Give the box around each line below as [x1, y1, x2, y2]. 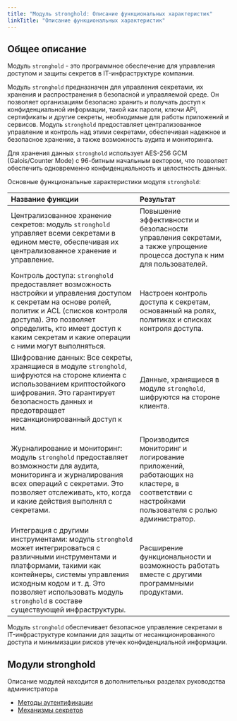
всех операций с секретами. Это [11, 479, 124, 489]
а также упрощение [140, 241, 208, 251]
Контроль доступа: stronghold [11, 271, 114, 281]
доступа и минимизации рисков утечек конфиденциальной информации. [7, 638, 228, 646]
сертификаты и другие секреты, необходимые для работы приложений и [7, 113, 229, 121]
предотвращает [11, 406, 66, 416]
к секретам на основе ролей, [11, 297, 111, 307]
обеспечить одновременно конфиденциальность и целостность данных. [7, 164, 227, 173]
